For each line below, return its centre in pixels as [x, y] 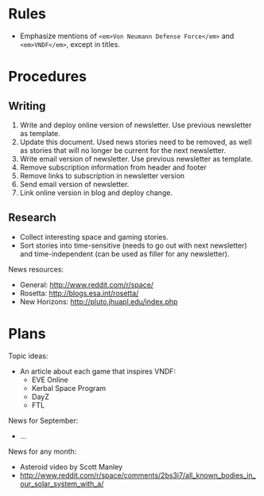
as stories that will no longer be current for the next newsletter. [123, 150]
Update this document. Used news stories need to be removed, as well [136, 142]
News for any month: [43, 451]
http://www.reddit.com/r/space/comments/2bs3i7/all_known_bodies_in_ [138, 475]
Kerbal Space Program [69, 388]
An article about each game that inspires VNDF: [98, 371]
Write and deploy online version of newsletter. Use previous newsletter [136, 125]
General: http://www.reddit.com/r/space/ [86, 284]
